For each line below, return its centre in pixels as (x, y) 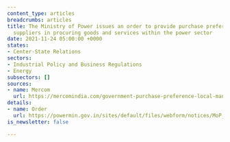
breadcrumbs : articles (39, 20)
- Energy (20, 71)
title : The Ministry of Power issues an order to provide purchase (105, 26)
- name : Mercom (29, 90)
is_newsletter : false (38, 122)
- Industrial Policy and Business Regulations (75, 64)
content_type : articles (41, 13)
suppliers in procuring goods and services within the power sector (113, 33)
